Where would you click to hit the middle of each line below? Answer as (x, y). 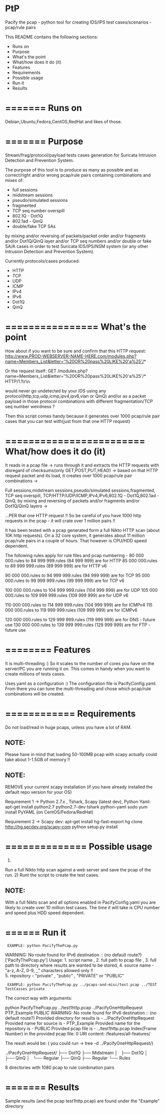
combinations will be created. (35, 694)
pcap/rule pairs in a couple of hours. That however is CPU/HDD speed (76, 540)
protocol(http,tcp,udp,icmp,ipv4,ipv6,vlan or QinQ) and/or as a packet (76, 396)
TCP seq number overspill (38, 210)
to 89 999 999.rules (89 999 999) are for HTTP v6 (56, 566)
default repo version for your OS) (39, 792)
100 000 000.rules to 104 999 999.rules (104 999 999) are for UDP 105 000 (82, 590)
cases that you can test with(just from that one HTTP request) (68, 421)
